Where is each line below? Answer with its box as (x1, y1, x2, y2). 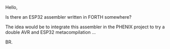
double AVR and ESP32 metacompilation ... (5, 29, 96, 35)
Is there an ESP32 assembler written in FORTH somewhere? (5, 14, 132, 20)
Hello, (5, 5, 18, 10)
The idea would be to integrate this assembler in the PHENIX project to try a (5, 24, 165, 30)
